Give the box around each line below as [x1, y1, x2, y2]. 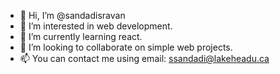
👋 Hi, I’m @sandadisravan [19, 10, 126, 21]
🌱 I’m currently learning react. [19, 31, 143, 42]
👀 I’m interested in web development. [19, 20, 173, 32]
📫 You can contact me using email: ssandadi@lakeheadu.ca [19, 53, 270, 64]
